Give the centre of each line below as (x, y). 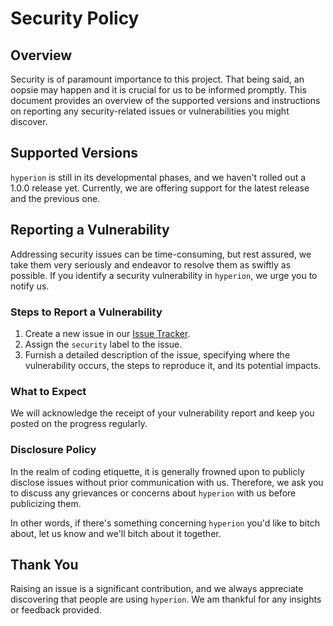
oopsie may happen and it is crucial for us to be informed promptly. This (158, 90)
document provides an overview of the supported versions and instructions (165, 100)
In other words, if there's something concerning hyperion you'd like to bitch (165, 523)
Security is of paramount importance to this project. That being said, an (157, 79)
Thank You (44, 564)
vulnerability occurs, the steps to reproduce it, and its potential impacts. (173, 365)
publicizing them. (46, 503)
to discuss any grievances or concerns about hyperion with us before (153, 493)
